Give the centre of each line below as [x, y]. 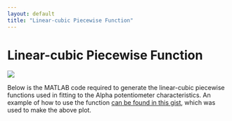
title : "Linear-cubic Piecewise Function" [70, 20]
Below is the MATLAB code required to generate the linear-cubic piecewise [116, 88]
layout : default [31, 14]
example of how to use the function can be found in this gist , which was [111, 103]
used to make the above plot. [49, 110]
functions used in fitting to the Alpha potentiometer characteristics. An [109, 95]
